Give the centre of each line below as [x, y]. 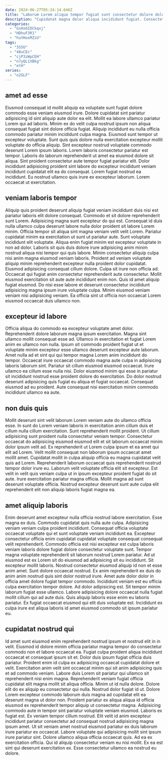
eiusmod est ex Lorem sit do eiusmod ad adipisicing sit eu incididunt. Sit [79, 560]
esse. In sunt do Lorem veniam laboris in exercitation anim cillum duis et [79, 426]
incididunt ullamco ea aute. [33, 392]
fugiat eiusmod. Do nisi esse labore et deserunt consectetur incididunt [77, 284]
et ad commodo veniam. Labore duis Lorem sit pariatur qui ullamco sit [77, 673]
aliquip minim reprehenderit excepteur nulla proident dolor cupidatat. [76, 263]
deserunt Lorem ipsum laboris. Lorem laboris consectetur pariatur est [77, 150]
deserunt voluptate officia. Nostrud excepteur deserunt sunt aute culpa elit [82, 484]
